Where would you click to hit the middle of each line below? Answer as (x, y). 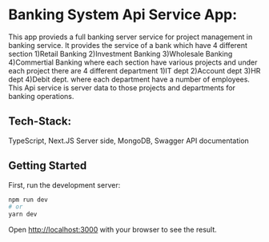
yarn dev (23, 214)
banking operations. (41, 96)
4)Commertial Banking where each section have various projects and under (133, 62)
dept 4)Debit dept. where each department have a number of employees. (129, 79)
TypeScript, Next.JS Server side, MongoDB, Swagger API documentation (129, 141)
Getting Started (48, 166)
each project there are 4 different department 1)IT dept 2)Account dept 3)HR (134, 70)
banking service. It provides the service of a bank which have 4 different (128, 45)
